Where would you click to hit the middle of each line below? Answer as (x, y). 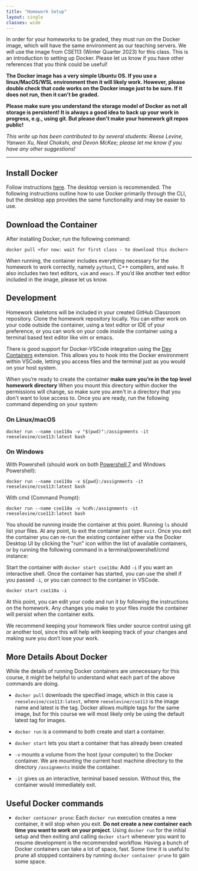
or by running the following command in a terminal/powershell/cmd (88, 550)
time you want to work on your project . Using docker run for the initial (100, 830)
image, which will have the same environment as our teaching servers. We (96, 45)
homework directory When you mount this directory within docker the (92, 385)
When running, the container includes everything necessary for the (88, 261)
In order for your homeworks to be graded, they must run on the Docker (93, 40)
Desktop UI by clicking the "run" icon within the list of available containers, (97, 543)
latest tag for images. (40, 720)
